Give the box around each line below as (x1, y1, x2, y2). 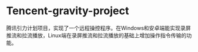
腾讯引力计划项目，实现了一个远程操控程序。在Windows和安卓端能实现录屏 (6, 24, 191, 31)
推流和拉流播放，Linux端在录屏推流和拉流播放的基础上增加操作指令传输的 (6, 31, 187, 39)
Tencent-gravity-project (6, 4, 129, 18)
